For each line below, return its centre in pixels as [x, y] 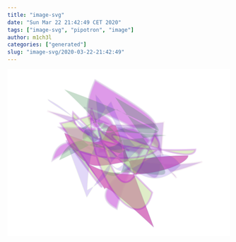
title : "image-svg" [36, 15]
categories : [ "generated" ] [47, 45]
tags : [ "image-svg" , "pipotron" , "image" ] [71, 30]
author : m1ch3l [30, 37]
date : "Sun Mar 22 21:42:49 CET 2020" [64, 22]
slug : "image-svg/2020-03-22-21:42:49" [66, 52]
